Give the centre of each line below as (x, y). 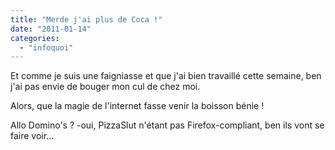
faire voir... (32, 136)
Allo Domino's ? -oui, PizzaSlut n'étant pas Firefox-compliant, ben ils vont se (167, 125)
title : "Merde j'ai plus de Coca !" (86, 19)
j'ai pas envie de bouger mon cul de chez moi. (105, 87)
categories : (35, 38)
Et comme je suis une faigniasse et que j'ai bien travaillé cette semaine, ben (166, 76)
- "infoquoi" (46, 47)
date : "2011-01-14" (51, 29)
